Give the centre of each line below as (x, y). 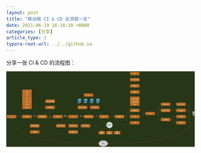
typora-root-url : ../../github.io (49, 44)
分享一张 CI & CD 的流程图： (41, 62)
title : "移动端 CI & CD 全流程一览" (48, 19)
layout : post (22, 13)
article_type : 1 (26, 38)
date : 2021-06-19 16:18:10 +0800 (48, 25)
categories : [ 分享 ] (30, 32)
